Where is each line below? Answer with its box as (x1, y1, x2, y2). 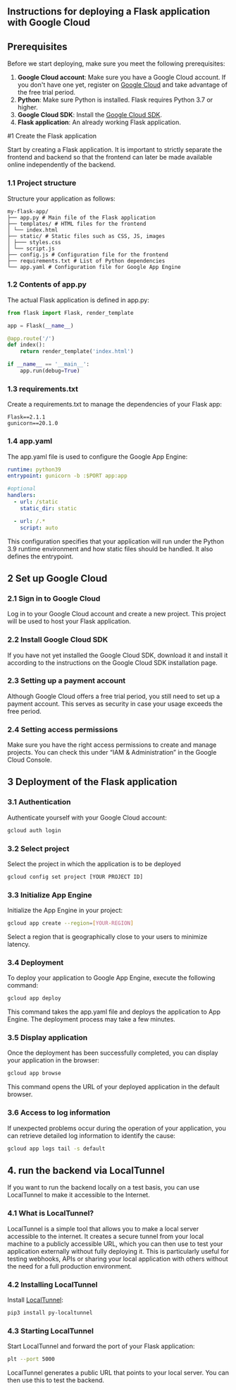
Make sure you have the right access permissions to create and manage (7, 741, 217, 749)
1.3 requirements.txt (7, 384, 79, 394)
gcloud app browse (7, 1070, 61, 1077)
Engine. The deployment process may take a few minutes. (7, 1015, 176, 1024)
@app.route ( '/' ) (7, 335, 55, 342)
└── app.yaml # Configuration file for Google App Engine (7, 263, 181, 270)
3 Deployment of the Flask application (7, 776, 178, 788)
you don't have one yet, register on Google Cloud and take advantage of (17, 80, 228, 89)
